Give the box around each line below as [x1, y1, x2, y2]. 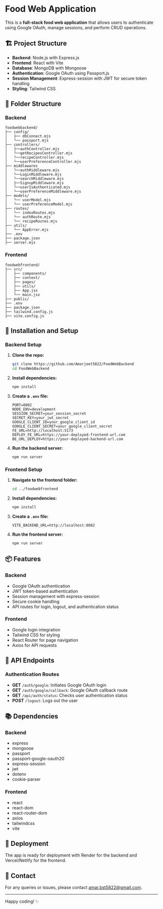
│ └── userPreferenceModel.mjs [5, 202, 73, 207]
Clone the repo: [12, 352, 45, 358]
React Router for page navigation [12, 637, 79, 643]
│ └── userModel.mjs [5, 198, 51, 203]
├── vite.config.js [5, 314, 45, 318]
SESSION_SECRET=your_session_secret [12, 411, 86, 416]
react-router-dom [12, 810, 48, 816]
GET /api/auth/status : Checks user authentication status [12, 692, 128, 698]
